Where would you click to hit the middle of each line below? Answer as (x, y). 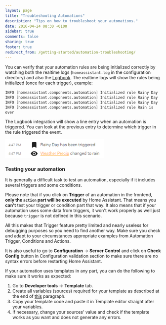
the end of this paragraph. (39, 296)
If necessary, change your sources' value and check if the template (81, 312)
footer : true (19, 47)
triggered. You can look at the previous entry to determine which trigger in (81, 127)
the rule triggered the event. (34, 132)
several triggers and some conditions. (44, 185)
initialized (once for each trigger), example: (49, 83)
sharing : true (20, 42)
